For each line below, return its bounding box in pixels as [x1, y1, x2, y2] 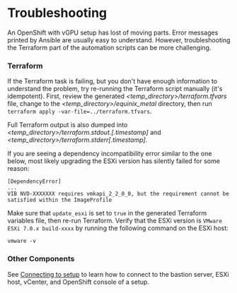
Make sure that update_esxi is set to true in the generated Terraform [7, 209, 207, 217]
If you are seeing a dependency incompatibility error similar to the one [7, 150, 212, 158]
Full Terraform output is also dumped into [7, 121, 128, 129]
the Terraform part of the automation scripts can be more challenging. [7, 43, 212, 52]
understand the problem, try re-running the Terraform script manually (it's [7, 85, 223, 93]
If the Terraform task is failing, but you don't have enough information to [7, 77, 218, 85]
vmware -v [7, 238, 37, 245]
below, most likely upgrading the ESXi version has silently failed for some [7, 157, 221, 165]
